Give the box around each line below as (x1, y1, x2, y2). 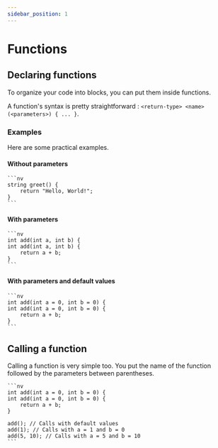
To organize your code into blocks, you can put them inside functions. (7, 88, 211, 97)
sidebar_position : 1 (7, 10, 69, 18)
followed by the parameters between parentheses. (7, 369, 154, 378)
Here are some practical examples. (7, 143, 110, 151)
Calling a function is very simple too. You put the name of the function (7, 361, 211, 370)
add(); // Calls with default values (7, 420, 119, 427)
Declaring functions (7, 69, 97, 82)
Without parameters (7, 159, 69, 168)
